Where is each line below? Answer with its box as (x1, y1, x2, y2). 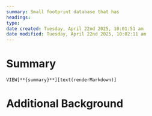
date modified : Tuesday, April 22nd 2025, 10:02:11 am (6, 31, 147, 37)
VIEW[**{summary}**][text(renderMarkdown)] (6, 77, 117, 83)
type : (6, 20, 20, 26)
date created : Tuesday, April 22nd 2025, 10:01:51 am (6, 25, 144, 32)
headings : (6, 14, 31, 20)
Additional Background (6, 97, 124, 111)
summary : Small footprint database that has (6, 8, 120, 15)
